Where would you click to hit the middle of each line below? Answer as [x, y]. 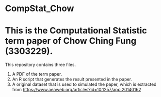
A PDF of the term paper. [37, 74]
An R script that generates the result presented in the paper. [72, 79]
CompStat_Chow [40, 8]
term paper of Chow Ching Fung [71, 41]
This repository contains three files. [40, 65]
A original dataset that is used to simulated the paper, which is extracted [84, 84]
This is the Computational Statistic [76, 31]
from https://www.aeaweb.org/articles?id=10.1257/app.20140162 [77, 90]
